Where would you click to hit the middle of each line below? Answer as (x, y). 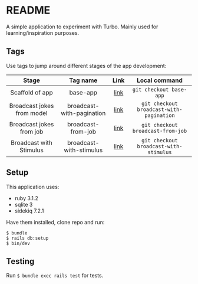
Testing (20, 261)
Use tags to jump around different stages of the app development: (86, 66)
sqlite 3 (24, 204)
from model (32, 113)
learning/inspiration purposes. (43, 32)
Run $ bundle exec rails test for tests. (55, 276)
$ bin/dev (18, 243)
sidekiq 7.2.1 (29, 211)
